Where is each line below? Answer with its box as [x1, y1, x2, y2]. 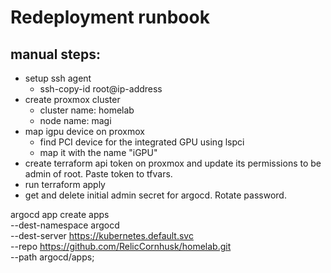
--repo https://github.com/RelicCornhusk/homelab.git [10, 241, 232, 252]
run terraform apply [24, 179, 106, 190]
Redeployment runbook [10, 6, 210, 29]
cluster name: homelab [39, 104, 135, 116]
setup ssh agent [24, 72, 92, 84]
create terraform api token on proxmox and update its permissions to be [24, 157, 322, 169]
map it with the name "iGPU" [39, 147, 158, 158]
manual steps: [10, 46, 102, 63]
